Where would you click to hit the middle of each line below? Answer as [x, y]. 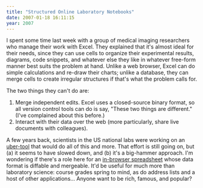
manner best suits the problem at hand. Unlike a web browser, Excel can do [101, 66]
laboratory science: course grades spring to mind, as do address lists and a [101, 172]
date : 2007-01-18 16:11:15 [40, 18]
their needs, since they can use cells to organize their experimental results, [100, 53]
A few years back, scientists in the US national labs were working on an [96, 140]
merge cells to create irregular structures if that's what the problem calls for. [102, 79]
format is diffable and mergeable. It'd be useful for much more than [91, 166]
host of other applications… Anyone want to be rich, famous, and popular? [99, 179]
